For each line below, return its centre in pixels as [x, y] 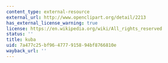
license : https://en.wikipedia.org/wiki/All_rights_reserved [84, 28]
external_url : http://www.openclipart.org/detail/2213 [76, 17]
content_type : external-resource [48, 12]
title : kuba [21, 40]
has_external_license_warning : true [52, 23]
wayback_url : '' [26, 51]
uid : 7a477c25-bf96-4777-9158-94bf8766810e [61, 46]
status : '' [20, 34]
